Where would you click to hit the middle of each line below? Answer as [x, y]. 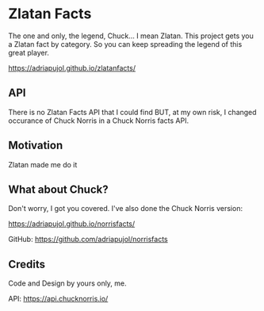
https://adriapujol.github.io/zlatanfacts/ [72, 67]
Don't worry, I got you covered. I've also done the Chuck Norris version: [126, 209]
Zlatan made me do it [43, 164]
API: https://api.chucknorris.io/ [58, 299]
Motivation [36, 146]
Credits [27, 264]
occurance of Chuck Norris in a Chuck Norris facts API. [98, 121]
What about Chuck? [58, 189]
